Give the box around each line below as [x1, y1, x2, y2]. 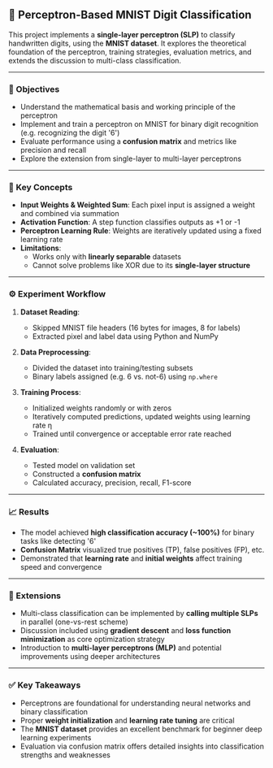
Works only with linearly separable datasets [32, 252, 181, 262]
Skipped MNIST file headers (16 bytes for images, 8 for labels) [32, 323, 241, 332]
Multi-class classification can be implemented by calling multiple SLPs [19, 609, 258, 618]
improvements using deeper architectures [19, 652, 161, 662]
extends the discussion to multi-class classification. [8, 55, 181, 65]
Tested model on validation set [32, 460, 136, 470]
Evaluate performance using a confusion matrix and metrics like [19, 137, 237, 146]
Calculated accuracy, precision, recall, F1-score [32, 477, 192, 488]
